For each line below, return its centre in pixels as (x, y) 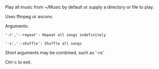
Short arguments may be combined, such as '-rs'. (55, 53)
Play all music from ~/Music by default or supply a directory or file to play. (79, 7)
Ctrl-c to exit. (18, 62)
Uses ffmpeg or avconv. (29, 16)
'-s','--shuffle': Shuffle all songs (44, 44)
